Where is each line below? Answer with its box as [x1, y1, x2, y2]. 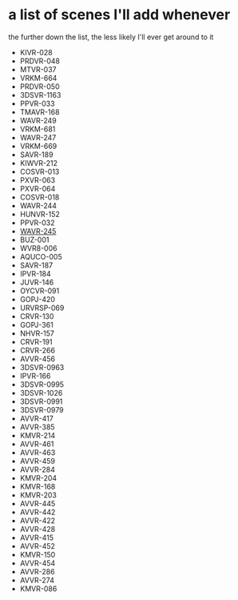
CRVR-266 [19, 345, 56, 355]
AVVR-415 [19, 533, 54, 542]
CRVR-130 [19, 311, 54, 321]
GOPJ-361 [19, 320, 54, 329]
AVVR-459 [19, 456, 56, 465]
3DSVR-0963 [19, 362, 65, 372]
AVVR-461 [19, 439, 54, 449]
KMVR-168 [19, 481, 56, 491]
